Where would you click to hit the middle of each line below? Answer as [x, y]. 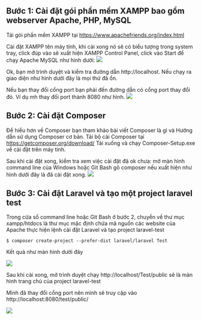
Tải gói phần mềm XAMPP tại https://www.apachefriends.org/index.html [95, 35]
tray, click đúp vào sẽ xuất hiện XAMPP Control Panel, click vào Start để [95, 53]
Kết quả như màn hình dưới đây [45, 252]
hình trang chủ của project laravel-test [53, 281]
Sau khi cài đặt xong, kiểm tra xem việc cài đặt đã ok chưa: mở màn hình [95, 161]
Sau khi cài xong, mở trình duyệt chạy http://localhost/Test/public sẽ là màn [100, 275]
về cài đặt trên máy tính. [36, 149]
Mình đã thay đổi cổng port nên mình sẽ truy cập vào [72, 293]
